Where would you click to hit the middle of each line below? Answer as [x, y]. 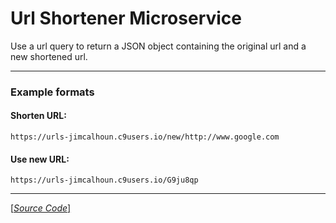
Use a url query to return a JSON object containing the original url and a [158, 46]
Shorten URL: [38, 116]
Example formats [52, 92]
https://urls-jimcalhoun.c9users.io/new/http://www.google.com [145, 137]
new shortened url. [49, 56]
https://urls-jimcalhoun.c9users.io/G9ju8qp [104, 180]
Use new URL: [40, 159]
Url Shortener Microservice [126, 18]
